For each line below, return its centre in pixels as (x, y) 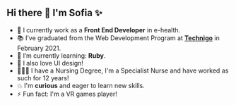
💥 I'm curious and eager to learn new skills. (81, 85)
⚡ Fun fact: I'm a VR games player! (67, 94)
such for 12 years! (43, 78)
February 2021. (39, 48)
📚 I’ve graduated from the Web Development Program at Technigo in (118, 38)
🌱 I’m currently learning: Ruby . (61, 55)
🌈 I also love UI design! (50, 63)
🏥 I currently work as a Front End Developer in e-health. (99, 30)
